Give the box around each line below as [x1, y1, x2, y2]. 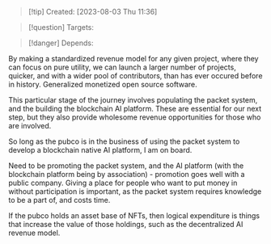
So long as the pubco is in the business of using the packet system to [8, 137, 240, 146]
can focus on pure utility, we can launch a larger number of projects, [8, 62, 236, 72]
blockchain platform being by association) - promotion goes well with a [8, 170, 245, 179]
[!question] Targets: [28, 23, 95, 32]
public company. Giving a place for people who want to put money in [8, 178, 238, 187]
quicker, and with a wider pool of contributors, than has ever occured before [8, 71, 263, 80]
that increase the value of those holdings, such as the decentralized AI [8, 220, 243, 229]
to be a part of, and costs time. [8, 196, 111, 204]
